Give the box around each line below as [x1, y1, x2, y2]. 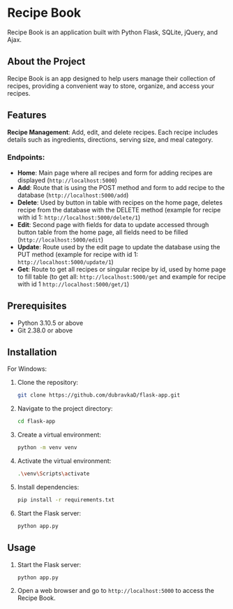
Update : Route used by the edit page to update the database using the [17, 242, 220, 251]
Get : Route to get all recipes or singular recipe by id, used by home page [17, 265, 227, 273]
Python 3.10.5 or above [17, 318, 84, 327]
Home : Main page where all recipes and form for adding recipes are [17, 168, 213, 177]
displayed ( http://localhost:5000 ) [17, 176, 117, 184]
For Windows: [7, 365, 47, 373]
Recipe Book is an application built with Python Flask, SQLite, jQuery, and [7, 28, 218, 36]
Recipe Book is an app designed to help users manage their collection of [7, 74, 216, 82]
